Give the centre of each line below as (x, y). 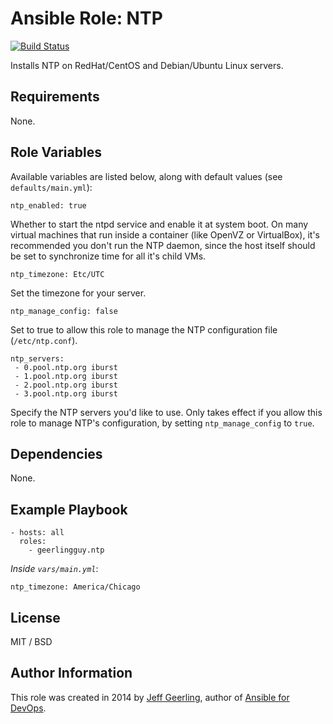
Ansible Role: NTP (86, 18)
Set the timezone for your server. (78, 293)
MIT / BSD (31, 641)
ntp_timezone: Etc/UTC (57, 274)
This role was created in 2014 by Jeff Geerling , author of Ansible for (150, 697)
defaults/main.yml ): (51, 187)
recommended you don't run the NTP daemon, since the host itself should (163, 245)
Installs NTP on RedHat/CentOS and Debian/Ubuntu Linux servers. (147, 65)
